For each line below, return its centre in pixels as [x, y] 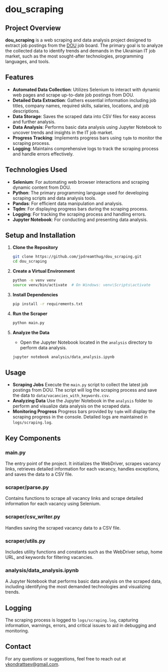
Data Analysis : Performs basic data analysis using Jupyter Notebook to [87, 127]
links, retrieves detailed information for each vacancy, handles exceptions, [82, 469]
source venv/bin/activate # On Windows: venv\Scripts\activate [81, 285]
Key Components [33, 438]
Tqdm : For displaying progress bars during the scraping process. [80, 209]
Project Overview [33, 28]
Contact [18, 647]
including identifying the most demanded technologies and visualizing [78, 587]
